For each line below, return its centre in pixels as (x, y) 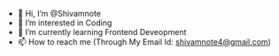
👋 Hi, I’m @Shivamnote (59, 14)
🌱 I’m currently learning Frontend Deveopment (102, 32)
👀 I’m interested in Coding (65, 23)
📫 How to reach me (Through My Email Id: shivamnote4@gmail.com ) (144, 42)
